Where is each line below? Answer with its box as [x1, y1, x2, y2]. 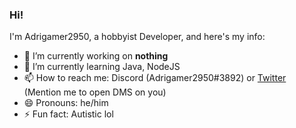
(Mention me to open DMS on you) [23, 86, 167, 98]
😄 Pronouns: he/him [23, 97, 109, 109]
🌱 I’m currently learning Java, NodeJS [23, 61, 181, 73]
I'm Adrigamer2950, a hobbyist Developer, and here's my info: [9, 31, 266, 43]
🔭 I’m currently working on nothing [23, 50, 169, 62]
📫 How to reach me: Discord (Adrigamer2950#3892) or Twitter [23, 72, 287, 84]
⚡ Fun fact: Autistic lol [23, 108, 114, 120]
